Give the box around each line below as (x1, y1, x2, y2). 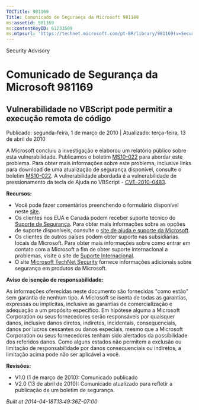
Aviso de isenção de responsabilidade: (6, 276, 104, 283)
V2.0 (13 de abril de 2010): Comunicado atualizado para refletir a (14, 380, 173, 387)
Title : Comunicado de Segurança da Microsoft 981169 (6, 14, 139, 20)
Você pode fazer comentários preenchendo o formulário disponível (14, 201, 179, 209)
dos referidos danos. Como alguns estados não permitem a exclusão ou (6, 338, 182, 345)
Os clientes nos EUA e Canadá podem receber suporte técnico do (14, 215, 176, 222)
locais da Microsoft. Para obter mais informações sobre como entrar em (14, 239, 191, 247)
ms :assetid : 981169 (6, 20, 54, 26)
